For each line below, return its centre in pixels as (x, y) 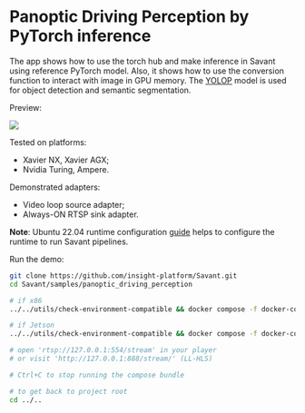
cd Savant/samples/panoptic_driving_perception (101, 284)
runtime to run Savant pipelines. (69, 241)
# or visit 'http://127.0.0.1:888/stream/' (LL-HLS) (111, 359)
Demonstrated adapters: (55, 187)
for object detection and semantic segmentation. (100, 90)
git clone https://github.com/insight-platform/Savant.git (123, 275)
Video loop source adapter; (74, 204)
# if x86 (26, 300)
